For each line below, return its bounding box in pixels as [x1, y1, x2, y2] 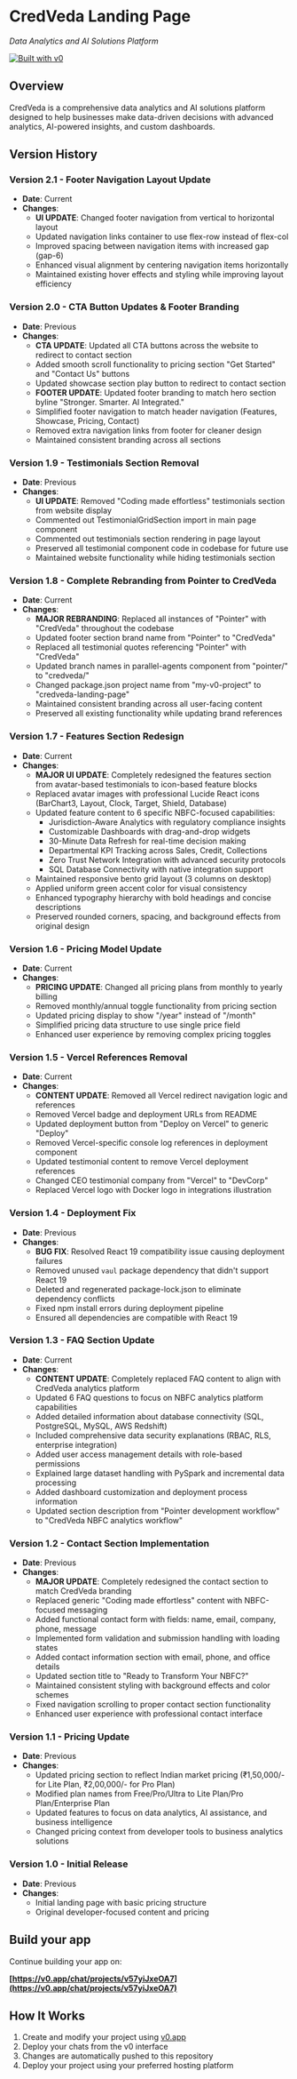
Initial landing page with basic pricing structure [35, 1897, 207, 1907]
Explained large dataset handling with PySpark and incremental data [35, 1467, 285, 1478]
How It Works [9, 2008, 86, 2023]
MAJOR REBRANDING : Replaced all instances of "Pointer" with [35, 613, 267, 624]
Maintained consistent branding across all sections [35, 434, 222, 445]
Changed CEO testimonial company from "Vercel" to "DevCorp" [35, 1175, 269, 1186]
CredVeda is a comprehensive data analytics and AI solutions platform [9, 102, 266, 113]
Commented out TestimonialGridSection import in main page [35, 515, 257, 525]
